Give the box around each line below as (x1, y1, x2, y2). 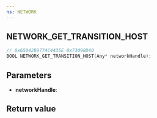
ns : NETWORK (6, 9, 37, 15)
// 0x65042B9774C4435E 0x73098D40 (6, 47, 95, 54)
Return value (6, 104, 56, 114)
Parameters (6, 70, 52, 80)
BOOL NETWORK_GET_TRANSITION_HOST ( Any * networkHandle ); (6, 53, 152, 60)
